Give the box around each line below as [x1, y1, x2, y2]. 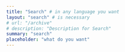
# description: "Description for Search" [6, 25, 112, 32]
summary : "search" [6, 31, 52, 37]
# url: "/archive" [6, 20, 52, 26]
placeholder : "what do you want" [6, 36, 90, 42]
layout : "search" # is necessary [6, 14, 90, 20]
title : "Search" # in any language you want [6, 8, 120, 15]
